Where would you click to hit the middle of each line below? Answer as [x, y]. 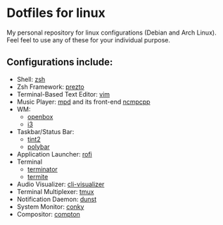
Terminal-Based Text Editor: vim [63, 94]
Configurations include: [60, 62]
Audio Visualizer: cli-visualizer [60, 184]
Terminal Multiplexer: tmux [55, 191]
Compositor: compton [48, 214]
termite [38, 176]
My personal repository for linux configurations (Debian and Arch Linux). [111, 32]
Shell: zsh [31, 79]
